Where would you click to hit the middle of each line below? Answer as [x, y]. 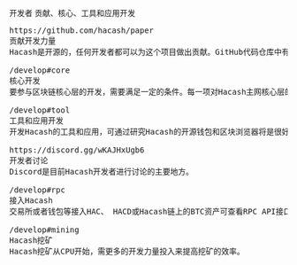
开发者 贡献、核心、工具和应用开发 [72, 13]
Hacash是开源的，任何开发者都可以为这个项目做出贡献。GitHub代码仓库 [142, 52]
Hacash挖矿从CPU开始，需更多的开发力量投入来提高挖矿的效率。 [127, 251]
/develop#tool [40, 110]
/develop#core [40, 70]
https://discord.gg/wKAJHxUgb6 [77, 150]
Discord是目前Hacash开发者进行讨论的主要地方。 [102, 171]
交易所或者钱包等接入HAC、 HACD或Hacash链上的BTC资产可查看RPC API [143, 211]
